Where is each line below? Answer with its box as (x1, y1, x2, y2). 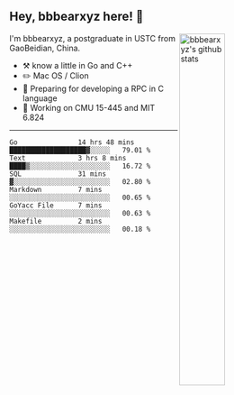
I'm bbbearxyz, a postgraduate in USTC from (9, 32, 175, 43)
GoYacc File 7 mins (9, 200, 103, 210)
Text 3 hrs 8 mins (9, 153, 127, 162)
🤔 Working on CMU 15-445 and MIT (22, 102, 156, 113)
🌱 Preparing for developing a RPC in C (22, 83, 165, 94)
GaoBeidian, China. (9, 42, 81, 53)
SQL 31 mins (9, 169, 106, 179)
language (22, 92, 58, 104)
